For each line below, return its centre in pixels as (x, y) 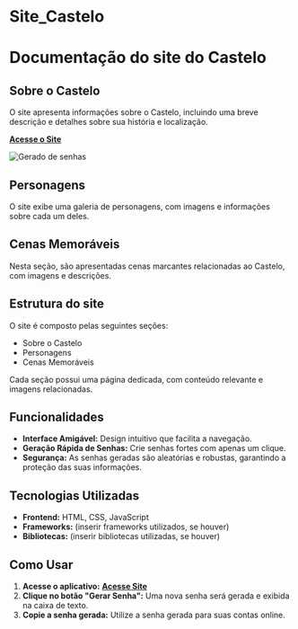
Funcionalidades (57, 417)
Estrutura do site (57, 304)
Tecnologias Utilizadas (74, 496)
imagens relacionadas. (51, 389)
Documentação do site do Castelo (138, 58)
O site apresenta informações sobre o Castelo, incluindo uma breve (134, 112)
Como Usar (41, 565)
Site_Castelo (57, 17)
